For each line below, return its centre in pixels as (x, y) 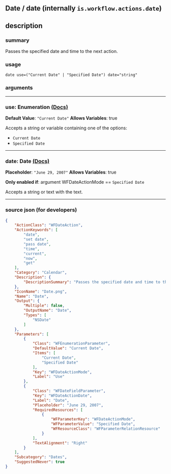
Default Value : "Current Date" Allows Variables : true (61, 118)
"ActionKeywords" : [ (36, 230)
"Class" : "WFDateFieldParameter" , (69, 391)
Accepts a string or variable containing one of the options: (66, 128)
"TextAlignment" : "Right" (60, 443)
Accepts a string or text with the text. (44, 192)
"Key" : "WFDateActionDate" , (62, 396)
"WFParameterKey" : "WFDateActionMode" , (93, 420)
